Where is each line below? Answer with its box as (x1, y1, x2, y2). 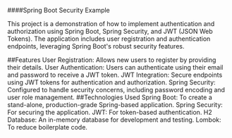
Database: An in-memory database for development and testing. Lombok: (7, 115, 221, 124)
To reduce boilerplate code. (7, 123, 88, 131)
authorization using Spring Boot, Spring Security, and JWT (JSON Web (7, 27, 213, 35)
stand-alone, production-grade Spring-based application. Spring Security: (7, 101, 224, 108)
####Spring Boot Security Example (7, 6, 111, 14)
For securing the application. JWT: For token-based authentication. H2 (7, 108, 213, 116)
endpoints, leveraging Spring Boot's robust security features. (7, 42, 185, 50)
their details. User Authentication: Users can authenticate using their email (7, 63, 224, 71)
